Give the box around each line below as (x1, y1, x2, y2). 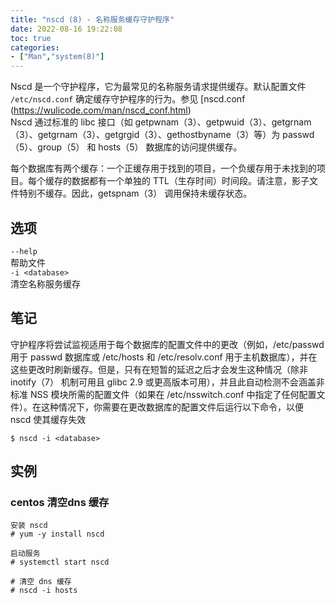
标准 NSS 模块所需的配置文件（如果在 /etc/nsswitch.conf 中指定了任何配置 (10, 388, 317, 400)
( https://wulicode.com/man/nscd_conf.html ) (10, 104, 192, 116)
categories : (10, 42, 60, 53)
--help (10, 246, 38, 256)
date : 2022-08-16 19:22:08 (10, 24, 123, 34)
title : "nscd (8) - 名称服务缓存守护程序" (10, 14, 175, 25)
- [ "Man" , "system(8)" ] (10, 52, 105, 62)
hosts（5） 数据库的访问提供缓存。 (98, 141, 243, 153)
